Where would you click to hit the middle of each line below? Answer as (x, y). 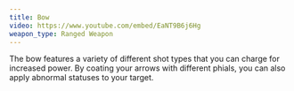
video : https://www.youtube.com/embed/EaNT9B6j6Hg (105, 26)
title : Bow (29, 17)
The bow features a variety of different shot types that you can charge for (145, 59)
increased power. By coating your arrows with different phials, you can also (147, 68)
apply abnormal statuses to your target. (82, 78)
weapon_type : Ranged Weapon (61, 34)
